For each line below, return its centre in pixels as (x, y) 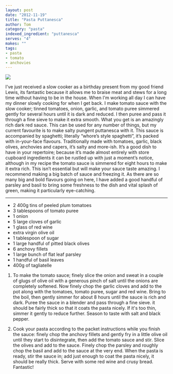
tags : (11, 48)
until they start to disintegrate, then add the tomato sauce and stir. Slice (89, 340)
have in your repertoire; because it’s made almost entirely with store (77, 153)
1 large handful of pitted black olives (51, 244)
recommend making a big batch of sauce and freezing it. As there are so (82, 174)
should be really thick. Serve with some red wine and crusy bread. (83, 362)
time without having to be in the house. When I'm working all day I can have (85, 98)
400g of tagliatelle (32, 266)
